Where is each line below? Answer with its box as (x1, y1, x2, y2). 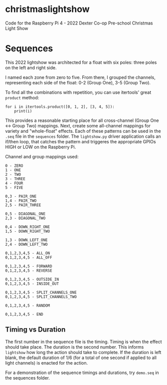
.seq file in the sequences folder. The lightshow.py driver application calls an (5, 133, 161, 139)
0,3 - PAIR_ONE (5, 194, 37, 199)
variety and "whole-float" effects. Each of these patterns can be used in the (5, 128, 161, 134)
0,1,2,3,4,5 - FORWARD (5, 264, 52, 269)
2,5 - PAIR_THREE (5, 202, 41, 208)
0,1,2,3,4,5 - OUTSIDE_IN (5, 277, 59, 282)
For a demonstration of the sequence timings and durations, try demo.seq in (5, 370, 160, 376)
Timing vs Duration (5, 326, 66, 334)
